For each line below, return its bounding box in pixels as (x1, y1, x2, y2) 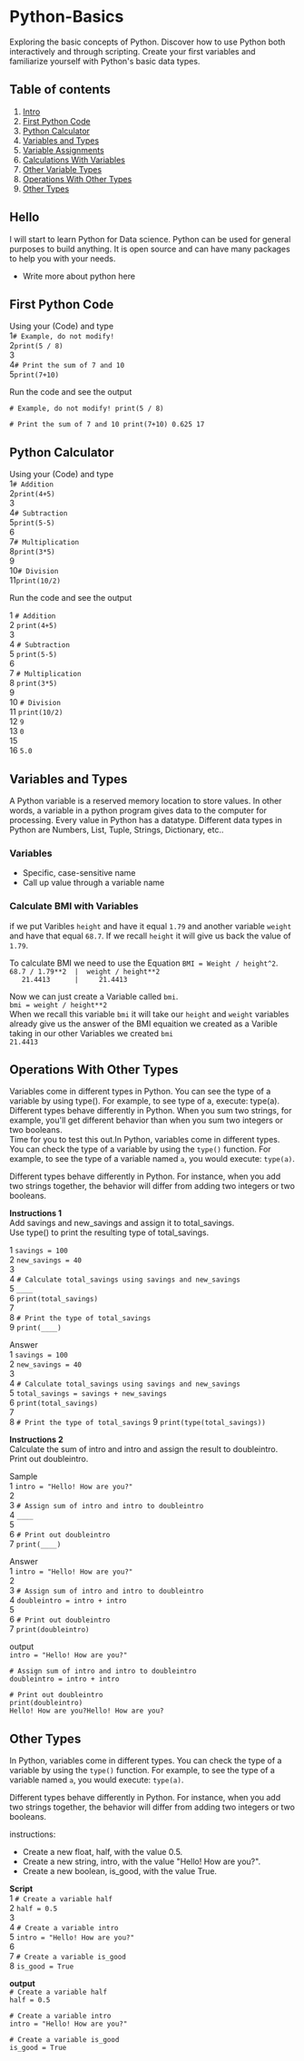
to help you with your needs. (9, 252, 116, 264)
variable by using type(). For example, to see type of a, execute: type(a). (9, 1095, 279, 1106)
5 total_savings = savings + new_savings (9, 1388, 168, 1399)
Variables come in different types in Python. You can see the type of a (9, 1086, 271, 1097)
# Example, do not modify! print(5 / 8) (9, 404, 165, 414)
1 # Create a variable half (9, 1893, 113, 1904)
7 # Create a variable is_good (9, 1951, 127, 1962)
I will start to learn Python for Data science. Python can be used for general (9, 233, 291, 244)
